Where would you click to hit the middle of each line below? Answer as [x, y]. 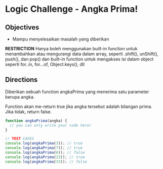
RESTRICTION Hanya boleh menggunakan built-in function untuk [71, 49]
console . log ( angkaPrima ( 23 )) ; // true [45, 157]
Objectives [22, 27]
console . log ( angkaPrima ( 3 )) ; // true [44, 143]
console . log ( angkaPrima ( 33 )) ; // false [46, 162]
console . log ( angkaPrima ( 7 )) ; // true [44, 148]
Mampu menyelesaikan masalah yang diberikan [61, 39]
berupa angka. [20, 97]
